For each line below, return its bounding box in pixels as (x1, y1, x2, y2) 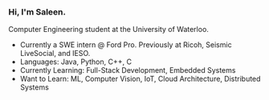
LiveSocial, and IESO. (19, 49, 91, 58)
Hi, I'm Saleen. (8, 6, 67, 18)
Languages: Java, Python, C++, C (19, 57, 132, 66)
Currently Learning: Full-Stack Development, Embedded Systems (19, 66, 236, 75)
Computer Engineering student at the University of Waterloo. (8, 25, 209, 34)
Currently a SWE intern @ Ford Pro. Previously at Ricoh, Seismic (19, 40, 232, 50)
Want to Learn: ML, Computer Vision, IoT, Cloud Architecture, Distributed (19, 74, 261, 84)
